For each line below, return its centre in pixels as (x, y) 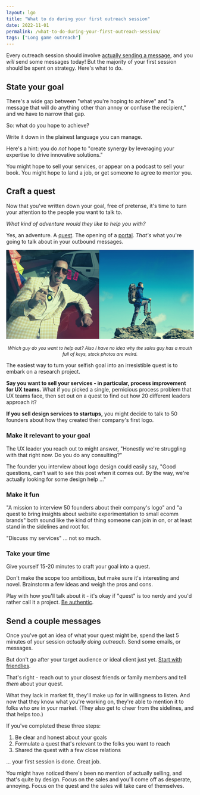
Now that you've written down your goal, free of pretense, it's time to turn (96, 206)
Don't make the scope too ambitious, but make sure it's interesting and (93, 578)
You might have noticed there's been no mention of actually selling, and (94, 773)
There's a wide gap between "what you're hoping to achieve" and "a (90, 101)
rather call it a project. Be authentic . (50, 603)
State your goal (35, 87)
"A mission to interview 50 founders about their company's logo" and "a (94, 508)
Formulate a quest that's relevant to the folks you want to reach (93, 744)
